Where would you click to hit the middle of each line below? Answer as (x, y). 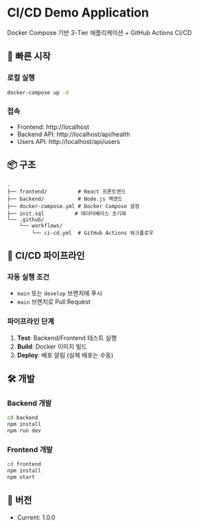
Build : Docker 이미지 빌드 (52, 347)
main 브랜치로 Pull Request (54, 302)
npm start (21, 477)
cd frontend (24, 464)
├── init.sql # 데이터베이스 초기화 (67, 214)
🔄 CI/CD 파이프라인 (46, 256)
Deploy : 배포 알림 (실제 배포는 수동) (65, 355)
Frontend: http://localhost (53, 127)
